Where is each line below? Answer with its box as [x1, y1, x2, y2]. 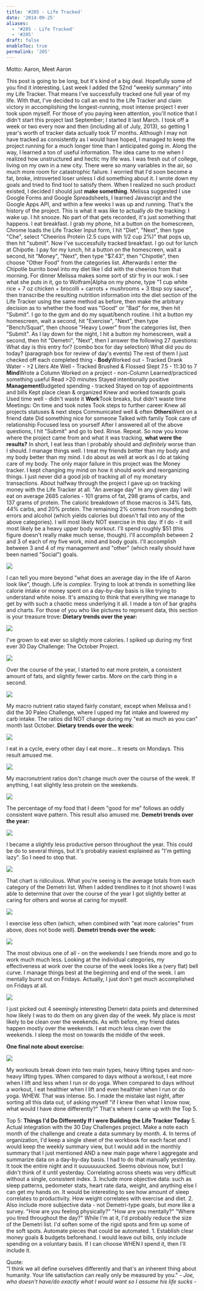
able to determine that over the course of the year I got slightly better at [6, 889, 186, 897]
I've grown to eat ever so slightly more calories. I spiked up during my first [6, 636, 192, 643]
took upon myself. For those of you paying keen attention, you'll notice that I [6, 109, 197, 117]
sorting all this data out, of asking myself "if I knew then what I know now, [6, 1098, 191, 1105]
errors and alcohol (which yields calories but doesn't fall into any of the [6, 512, 185, 519]
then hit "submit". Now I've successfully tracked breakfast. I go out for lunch [6, 239, 198, 247]
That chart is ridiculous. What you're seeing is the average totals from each [6, 877, 195, 884]
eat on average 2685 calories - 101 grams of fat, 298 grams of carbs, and [6, 492, 191, 499]
